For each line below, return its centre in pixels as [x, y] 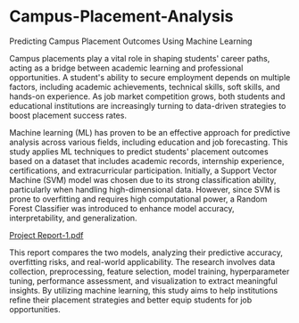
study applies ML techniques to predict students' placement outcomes [139, 151]
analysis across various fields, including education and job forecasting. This [149, 142]
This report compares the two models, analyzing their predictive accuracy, [146, 253]
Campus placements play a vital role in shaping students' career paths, [140, 58]
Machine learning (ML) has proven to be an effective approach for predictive [150, 132]
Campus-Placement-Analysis [121, 17]
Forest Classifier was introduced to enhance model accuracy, [122, 208]
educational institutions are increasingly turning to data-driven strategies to [148, 105]
